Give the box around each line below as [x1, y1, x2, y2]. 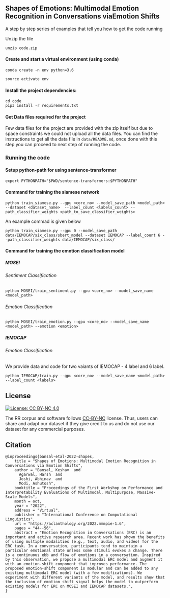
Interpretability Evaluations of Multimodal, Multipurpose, [5, 490, 136, 495]
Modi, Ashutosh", [18, 481, 56, 486]
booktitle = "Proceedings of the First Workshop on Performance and [14, 486, 163, 491]
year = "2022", [14, 503, 47, 509]
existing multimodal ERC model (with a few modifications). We [5, 570, 143, 576]
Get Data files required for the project [5, 113, 86, 120]
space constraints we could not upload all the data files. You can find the [5, 130, 158, 137]
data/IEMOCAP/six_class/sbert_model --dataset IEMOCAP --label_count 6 [5, 233, 160, 238]
